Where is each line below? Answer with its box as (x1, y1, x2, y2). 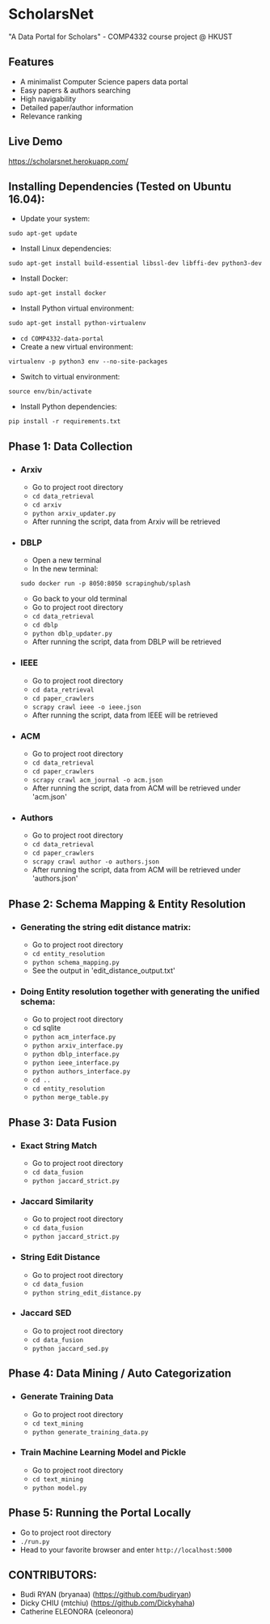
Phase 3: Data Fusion (8, 1116, 117, 1129)
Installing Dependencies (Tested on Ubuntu (8, 179, 232, 193)
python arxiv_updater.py (32, 510, 116, 518)
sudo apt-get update (8, 229, 78, 238)
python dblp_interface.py (32, 1051, 120, 1059)
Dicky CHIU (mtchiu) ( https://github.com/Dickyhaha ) (19, 1598, 196, 1608)
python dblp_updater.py (32, 630, 113, 638)
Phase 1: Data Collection (8, 439, 133, 453)
